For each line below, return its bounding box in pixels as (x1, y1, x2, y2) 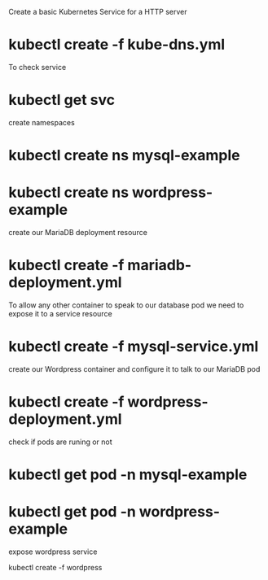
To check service (8, 62, 67, 72)
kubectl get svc (8, 91, 116, 109)
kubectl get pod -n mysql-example (8, 465, 248, 483)
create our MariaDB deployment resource (8, 228, 148, 237)
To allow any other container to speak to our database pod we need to (8, 300, 244, 310)
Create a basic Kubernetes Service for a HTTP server (8, 7, 187, 16)
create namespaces (8, 117, 75, 127)
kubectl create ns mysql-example (8, 146, 240, 165)
